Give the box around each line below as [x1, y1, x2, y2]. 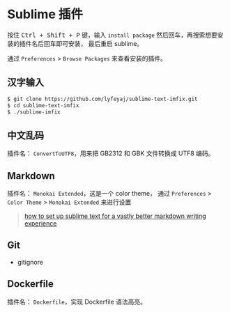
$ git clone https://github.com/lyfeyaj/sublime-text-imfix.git [7, 95, 198, 102]
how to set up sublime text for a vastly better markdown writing [24, 212, 206, 220]
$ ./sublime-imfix [7, 109, 61, 116]
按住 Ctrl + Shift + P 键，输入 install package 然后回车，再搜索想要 [7, 31, 217, 39]
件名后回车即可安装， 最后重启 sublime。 [25, 39, 144, 47]
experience [24, 219, 57, 227]
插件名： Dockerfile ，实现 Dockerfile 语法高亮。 [7, 297, 147, 306]
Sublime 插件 [7, 6, 84, 22]
